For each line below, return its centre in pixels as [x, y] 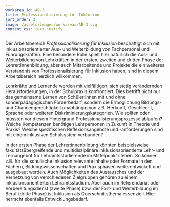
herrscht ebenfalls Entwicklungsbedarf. [47, 199]
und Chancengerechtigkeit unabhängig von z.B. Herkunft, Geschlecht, [79, 108]
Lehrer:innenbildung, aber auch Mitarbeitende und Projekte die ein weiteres [85, 65]
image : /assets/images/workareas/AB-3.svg [51, 24]
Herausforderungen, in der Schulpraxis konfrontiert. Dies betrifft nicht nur [83, 91]
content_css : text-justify [34, 29]
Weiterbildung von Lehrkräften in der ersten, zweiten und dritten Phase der [84, 60]
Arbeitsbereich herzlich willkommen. [44, 76]
